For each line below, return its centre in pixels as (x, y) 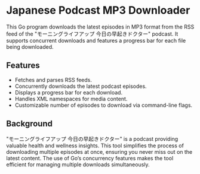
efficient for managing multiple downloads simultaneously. (78, 164)
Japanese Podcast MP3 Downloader (98, 10)
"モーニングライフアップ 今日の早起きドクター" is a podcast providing (92, 139)
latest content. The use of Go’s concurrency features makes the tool (90, 158)
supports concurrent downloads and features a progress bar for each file (96, 40)
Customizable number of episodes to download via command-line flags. (104, 105)
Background (29, 124)
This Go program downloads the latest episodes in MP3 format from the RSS (100, 27)
